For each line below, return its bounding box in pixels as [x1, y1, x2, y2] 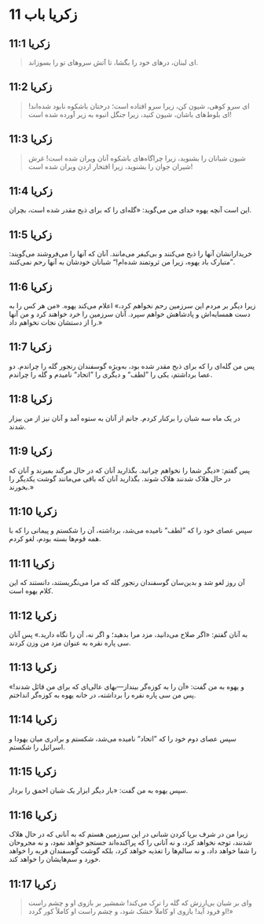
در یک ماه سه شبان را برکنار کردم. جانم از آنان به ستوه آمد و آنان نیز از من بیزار [9, 413, 240, 422]
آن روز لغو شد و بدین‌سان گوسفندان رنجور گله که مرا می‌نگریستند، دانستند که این [9, 578, 246, 587]
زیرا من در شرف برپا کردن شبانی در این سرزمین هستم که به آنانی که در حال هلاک [9, 830, 248, 839]
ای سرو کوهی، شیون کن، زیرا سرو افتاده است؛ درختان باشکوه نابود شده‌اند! [27, 101, 250, 111]
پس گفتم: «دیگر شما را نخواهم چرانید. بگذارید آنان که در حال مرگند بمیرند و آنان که [9, 466, 251, 475]
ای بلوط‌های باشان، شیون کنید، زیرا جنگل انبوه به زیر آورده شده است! [27, 109, 233, 119]
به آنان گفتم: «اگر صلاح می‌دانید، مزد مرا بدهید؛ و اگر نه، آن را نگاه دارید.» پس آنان [9, 629, 248, 639]
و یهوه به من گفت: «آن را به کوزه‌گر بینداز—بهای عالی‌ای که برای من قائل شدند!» [9, 682, 244, 691]
